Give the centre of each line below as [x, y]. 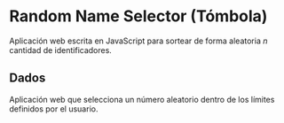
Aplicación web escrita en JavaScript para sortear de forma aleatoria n [138, 41]
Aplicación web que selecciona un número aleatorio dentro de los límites [142, 99]
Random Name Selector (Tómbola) [138, 16]
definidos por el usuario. [54, 109]
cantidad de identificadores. [61, 50]
